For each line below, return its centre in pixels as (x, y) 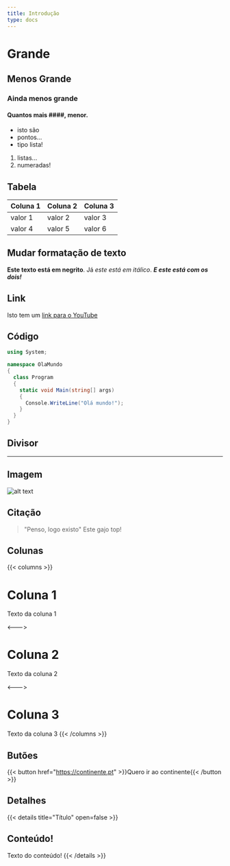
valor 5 (58, 229)
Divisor (23, 443)
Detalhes (27, 801)
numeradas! (34, 165)
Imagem (25, 475)
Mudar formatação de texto (67, 253)
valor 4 (22, 229)
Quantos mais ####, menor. (48, 115)
